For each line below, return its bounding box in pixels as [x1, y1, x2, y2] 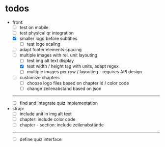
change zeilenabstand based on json [27, 86, 102, 91]
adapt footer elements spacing [19, 47, 82, 53]
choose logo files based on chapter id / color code [27, 80, 129, 86]
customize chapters [19, 74, 60, 80]
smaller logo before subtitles [19, 35, 78, 42]
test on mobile [19, 24, 49, 30]
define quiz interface [19, 136, 62, 142]
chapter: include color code [19, 116, 76, 122]
